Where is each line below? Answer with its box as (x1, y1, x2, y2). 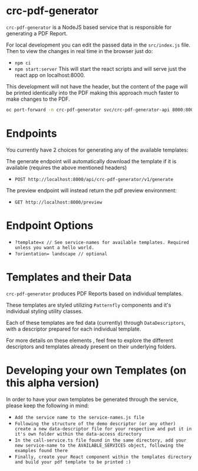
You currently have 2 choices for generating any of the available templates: (6, 146, 189, 153)
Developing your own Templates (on (6, 364, 187, 377)
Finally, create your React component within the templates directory (14, 454, 192, 460)
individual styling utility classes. (6, 308, 83, 315)
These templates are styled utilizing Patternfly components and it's (6, 301, 171, 308)
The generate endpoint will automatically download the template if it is (6, 157, 177, 164)
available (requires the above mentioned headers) (6, 164, 127, 171)
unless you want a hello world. (14, 245, 94, 251)
